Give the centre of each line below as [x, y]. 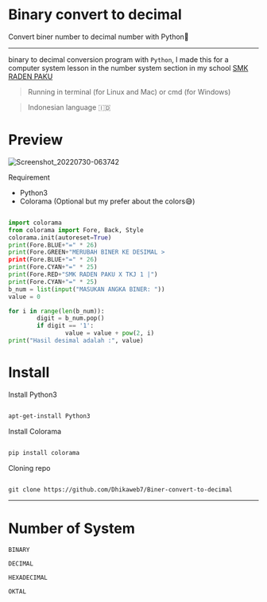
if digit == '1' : [65, 326]
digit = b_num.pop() [71, 318]
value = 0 [25, 297]
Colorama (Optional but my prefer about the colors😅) [107, 201]
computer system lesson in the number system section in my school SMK [128, 68]
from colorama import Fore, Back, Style [76, 230]
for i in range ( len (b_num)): [56, 311]
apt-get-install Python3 [49, 416]
